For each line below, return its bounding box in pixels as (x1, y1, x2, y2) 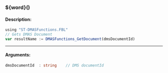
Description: (5, 16, 31, 22)
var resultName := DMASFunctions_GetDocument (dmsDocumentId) (5, 36, 135, 41)
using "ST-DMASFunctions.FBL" (5, 27, 68, 32)
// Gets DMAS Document (5, 32, 52, 37)
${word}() (5, 4, 30, 11)
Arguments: (5, 52, 31, 58)
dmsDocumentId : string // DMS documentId (5, 63, 104, 68)
